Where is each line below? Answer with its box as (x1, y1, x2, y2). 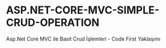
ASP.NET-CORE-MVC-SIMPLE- (6, 4, 160, 17)
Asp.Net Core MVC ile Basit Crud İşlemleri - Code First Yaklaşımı (6, 35, 161, 42)
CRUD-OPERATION (6, 16, 100, 29)
